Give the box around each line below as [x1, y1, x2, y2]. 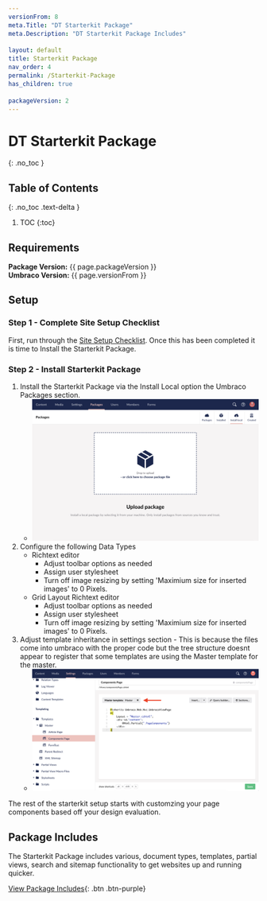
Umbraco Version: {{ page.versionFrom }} [8, 270, 147, 280]
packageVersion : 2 [8, 96, 69, 105]
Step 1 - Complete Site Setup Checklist [8, 317, 161, 328]
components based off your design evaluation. [8, 807, 161, 817]
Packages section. [19, 390, 81, 399]
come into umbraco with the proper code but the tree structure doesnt [19, 643, 250, 652]
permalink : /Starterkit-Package [8, 72, 115, 80]
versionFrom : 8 [8, 13, 59, 21]
